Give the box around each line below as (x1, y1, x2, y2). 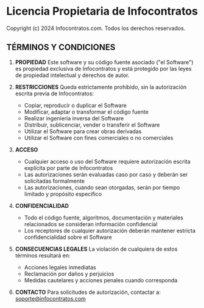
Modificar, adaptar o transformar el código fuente (24, 108, 149, 116)
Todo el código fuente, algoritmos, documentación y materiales (24, 214, 184, 221)
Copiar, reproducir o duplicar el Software (24, 101, 127, 109)
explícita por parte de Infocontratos (24, 164, 113, 172)
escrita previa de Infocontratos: (15, 90, 94, 97)
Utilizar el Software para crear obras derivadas (24, 127, 142, 135)
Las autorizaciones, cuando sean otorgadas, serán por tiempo (24, 183, 180, 191)
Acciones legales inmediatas (24, 263, 96, 271)
